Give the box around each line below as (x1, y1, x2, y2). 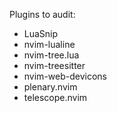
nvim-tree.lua (23, 49, 80, 61)
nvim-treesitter (23, 60, 86, 71)
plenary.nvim (23, 81, 78, 93)
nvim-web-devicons (23, 70, 107, 82)
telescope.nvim (23, 92, 88, 103)
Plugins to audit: (9, 9, 76, 20)
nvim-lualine (23, 39, 76, 50)
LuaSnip (23, 28, 59, 39)
